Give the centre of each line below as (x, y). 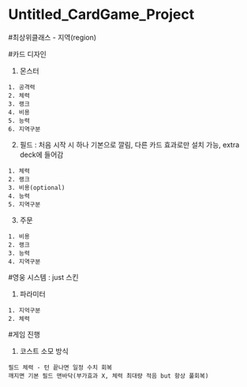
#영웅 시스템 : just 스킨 (43, 277)
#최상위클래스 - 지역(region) (52, 37)
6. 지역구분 (24, 129)
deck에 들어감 (41, 154)
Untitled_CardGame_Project (101, 15)
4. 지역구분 (24, 262)
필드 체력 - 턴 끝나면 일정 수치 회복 (60, 367)
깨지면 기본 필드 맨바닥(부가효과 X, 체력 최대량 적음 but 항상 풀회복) (109, 376)
